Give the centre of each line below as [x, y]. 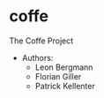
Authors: [37, 57]
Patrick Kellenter [65, 86]
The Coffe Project [41, 41]
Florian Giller [58, 76]
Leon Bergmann [64, 67]
